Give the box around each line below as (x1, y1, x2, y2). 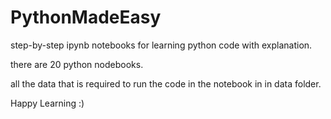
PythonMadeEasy (10, 6, 162, 29)
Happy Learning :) (10, 97, 85, 109)
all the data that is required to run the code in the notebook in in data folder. (10, 77, 322, 90)
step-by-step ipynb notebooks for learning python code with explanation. (10, 39, 313, 51)
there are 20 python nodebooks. (10, 58, 144, 70)
